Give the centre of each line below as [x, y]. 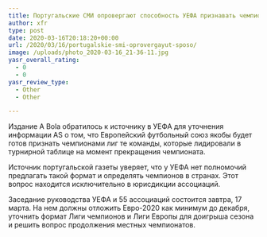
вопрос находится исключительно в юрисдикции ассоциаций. [114, 185]
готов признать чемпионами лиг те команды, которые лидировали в [125, 143]
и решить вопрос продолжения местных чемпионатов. [102, 225]
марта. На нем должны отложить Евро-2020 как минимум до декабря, [129, 208]
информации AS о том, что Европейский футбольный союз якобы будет [130, 135]
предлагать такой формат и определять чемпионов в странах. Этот [124, 176]
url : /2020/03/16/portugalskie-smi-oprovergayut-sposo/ [103, 45]
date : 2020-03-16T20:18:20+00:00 [64, 38]
